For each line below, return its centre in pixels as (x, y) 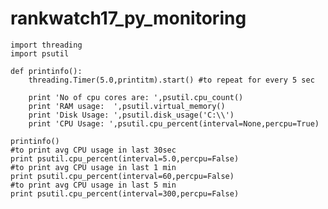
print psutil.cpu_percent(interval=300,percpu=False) (125, 193)
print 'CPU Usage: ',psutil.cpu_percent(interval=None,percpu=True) (174, 123)
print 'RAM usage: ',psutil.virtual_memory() (127, 106)
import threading (46, 45)
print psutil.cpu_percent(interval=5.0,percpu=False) (125, 158)
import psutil (40, 53)
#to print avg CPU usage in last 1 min (93, 167)
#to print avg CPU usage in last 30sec (93, 150)
